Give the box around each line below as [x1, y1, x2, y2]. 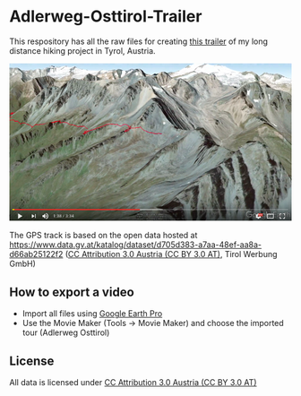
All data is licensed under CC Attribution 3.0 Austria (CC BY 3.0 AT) [9, 376, 257, 387]
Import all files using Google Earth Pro [21, 308, 163, 319]
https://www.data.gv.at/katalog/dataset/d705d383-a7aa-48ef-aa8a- [9, 239, 262, 250]
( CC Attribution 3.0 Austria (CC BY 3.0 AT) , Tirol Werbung [64, 249, 278, 260]
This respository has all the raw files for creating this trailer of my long [9, 36, 269, 47]
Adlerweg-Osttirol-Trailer [9, 6, 202, 27]
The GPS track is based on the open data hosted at [9, 230, 198, 241]
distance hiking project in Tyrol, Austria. [9, 45, 156, 56]
